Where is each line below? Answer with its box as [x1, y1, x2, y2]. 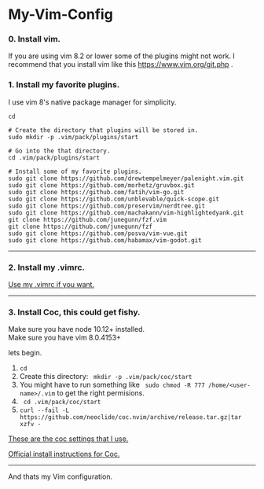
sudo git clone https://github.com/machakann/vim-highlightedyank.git [8, 208, 244, 217]
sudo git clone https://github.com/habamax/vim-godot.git [8, 236, 202, 244]
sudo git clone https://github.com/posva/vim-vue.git [8, 230, 189, 237]
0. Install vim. [8, 34, 61, 45]
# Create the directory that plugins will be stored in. [8, 126, 199, 134]
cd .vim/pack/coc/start [23, 399, 101, 406]
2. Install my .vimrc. [8, 262, 85, 273]
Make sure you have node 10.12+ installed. [8, 325, 145, 334]
